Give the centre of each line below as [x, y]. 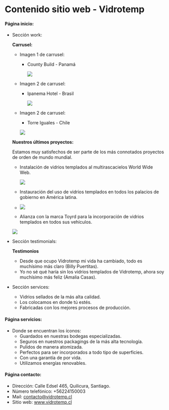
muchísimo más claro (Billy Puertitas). [59, 266]
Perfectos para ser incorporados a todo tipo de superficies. [81, 352]
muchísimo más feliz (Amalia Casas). [58, 277]
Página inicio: [19, 23]
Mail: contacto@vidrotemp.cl [42, 396]
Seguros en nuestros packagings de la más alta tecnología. [81, 341]
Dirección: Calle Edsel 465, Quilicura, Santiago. [61, 386]
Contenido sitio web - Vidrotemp [75, 9]
